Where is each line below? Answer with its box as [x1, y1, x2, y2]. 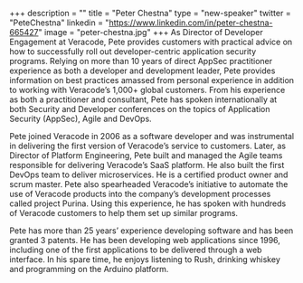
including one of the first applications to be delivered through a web [9, 244, 262, 255]
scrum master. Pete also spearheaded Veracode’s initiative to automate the [9, 179, 289, 189]
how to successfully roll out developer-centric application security [9, 46, 256, 57]
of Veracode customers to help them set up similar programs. [9, 208, 238, 218]
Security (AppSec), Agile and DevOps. [9, 113, 152, 124]
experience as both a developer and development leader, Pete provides [9, 65, 276, 76]
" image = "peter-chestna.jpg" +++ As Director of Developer [38, 27, 264, 37]
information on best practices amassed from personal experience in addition [9, 75, 295, 85]
